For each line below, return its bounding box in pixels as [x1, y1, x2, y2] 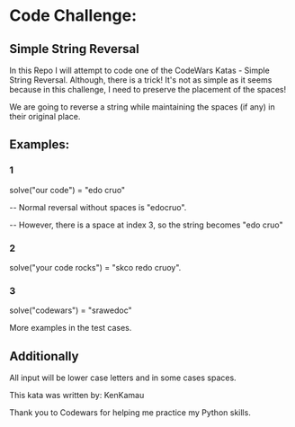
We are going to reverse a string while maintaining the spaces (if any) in [9, 102, 276, 112]
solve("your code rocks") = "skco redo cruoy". [9, 262, 182, 272]
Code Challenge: [9, 5, 138, 26]
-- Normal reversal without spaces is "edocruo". [9, 201, 187, 212]
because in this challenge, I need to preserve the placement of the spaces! [9, 85, 286, 94]
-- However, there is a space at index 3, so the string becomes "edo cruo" [9, 219, 283, 230]
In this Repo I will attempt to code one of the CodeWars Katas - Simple [9, 65, 270, 76]
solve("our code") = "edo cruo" [9, 184, 126, 195]
